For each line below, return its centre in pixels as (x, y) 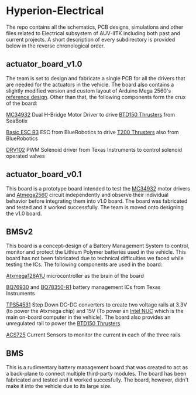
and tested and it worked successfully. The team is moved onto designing (95, 207)
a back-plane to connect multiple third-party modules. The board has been (96, 374)
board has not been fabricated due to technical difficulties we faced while (95, 258)
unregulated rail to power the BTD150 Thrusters (63, 324)
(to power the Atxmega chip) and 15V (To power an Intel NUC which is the (95, 311)
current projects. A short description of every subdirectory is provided (91, 39)
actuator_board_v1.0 (44, 64)
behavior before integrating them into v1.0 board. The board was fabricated (97, 201)
